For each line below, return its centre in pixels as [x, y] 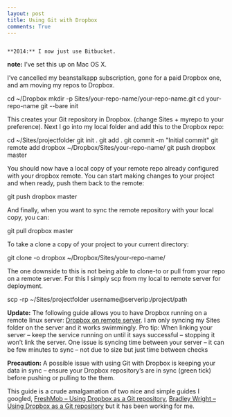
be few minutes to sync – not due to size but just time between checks [108, 350]
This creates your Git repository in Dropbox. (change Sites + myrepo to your [115, 119]
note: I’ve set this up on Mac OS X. [57, 65]
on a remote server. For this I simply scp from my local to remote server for [114, 279]
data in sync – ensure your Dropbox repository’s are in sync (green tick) [109, 371]
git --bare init [59, 106]
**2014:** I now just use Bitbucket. [62, 52]
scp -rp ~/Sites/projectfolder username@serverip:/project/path [97, 300]
